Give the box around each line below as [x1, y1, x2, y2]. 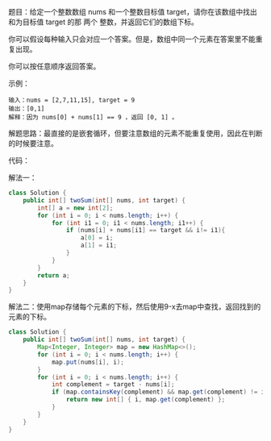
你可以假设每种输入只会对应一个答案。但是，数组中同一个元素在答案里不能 [8, 35, 256, 44]
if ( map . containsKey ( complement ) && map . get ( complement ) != [51, 388, 258, 397]
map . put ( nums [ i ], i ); [51, 358, 125, 366]
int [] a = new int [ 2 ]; [37, 204, 114, 212]
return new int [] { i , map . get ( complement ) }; [65, 396, 226, 404]
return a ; [37, 271, 70, 280]
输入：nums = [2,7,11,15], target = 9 [8, 96, 135, 104]
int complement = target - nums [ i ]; [51, 381, 175, 389]
